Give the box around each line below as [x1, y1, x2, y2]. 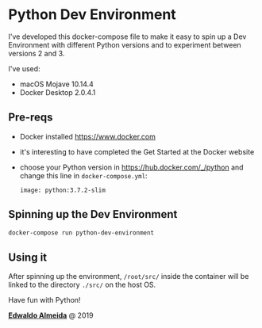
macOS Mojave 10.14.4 [19, 79, 94, 89]
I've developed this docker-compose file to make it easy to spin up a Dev [8, 32, 247, 41]
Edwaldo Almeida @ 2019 [8, 311, 94, 320]
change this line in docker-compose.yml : [19, 170, 148, 180]
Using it [8, 250, 48, 264]
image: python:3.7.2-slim [19, 186, 106, 194]
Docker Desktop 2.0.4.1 [19, 87, 96, 97]
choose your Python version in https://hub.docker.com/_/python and [19, 162, 244, 172]
